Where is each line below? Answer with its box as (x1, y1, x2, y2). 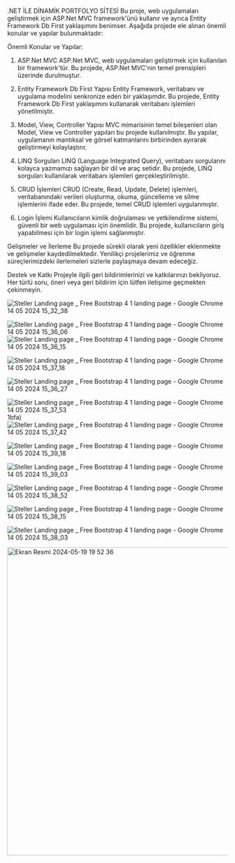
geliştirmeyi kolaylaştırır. (17, 143, 87, 151)
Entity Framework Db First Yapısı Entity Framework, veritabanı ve (17, 85, 204, 93)
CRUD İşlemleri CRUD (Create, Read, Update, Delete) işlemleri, (17, 185, 198, 193)
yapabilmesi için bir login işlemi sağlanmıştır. (17, 229, 145, 236)
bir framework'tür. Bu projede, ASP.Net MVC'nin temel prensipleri (17, 64, 206, 72)
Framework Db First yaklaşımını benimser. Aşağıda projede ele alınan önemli (7, 22, 227, 29)
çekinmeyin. (7, 286, 43, 294)
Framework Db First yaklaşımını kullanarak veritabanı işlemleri (17, 100, 196, 108)
